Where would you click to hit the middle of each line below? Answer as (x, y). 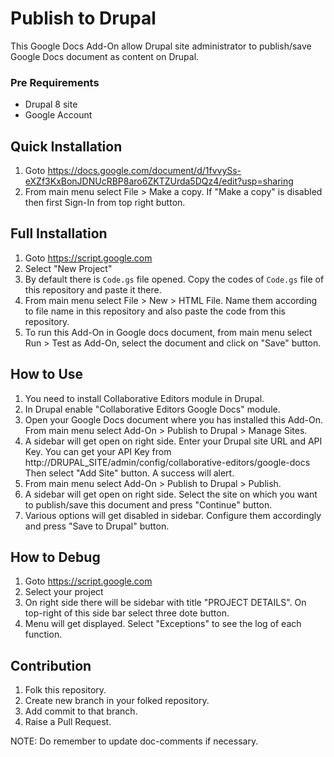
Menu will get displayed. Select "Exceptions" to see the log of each (163, 624)
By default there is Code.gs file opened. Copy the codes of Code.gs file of (174, 279)
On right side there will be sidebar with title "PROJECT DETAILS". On (165, 603)
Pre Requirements (55, 82)
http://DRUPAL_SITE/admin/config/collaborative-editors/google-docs (167, 462)
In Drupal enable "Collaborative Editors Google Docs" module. (152, 409)
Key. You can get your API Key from (98, 451)
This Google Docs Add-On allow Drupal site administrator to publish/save (161, 46)
